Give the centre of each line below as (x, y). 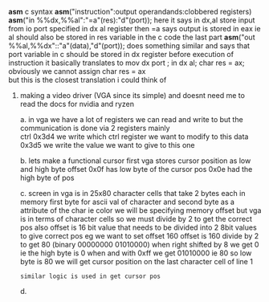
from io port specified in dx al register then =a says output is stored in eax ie (134, 29)
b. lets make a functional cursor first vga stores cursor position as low (135, 161)
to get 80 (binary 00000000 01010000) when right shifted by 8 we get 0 (139, 245)
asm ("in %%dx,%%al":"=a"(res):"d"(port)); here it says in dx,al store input (132, 20)
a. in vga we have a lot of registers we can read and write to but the (131, 119)
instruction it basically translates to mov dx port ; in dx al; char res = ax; (126, 63)
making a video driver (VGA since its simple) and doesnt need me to (132, 95)
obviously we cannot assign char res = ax (77, 71)
